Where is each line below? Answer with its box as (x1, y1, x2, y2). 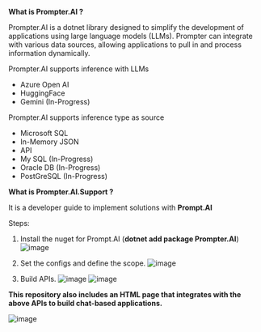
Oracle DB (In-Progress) (19, 163, 101, 172)
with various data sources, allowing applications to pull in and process (8, 40, 242, 49)
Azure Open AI (19, 80, 69, 89)
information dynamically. (8, 49, 91, 57)
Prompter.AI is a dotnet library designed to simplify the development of (8, 23, 244, 32)
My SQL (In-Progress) (19, 154, 94, 164)
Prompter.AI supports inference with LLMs (8, 64, 149, 74)
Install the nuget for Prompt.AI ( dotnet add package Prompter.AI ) (19, 234, 240, 244)
